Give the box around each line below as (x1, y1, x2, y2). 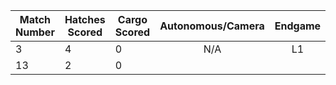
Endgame (274, 19, 322, 33)
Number (15, 25, 55, 39)
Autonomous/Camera (159, 19, 265, 33)
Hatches (64, 13, 106, 26)
